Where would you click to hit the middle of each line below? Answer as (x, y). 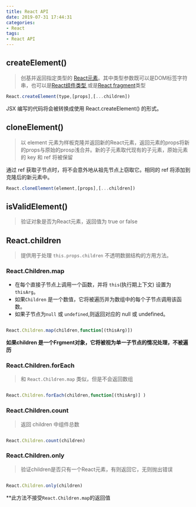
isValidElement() (37, 206)
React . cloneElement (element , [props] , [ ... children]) (71, 188)
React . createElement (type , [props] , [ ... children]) (68, 96)
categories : (21, 22)
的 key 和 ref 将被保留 (47, 157)
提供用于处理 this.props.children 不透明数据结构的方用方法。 (96, 255)
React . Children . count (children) (46, 440)
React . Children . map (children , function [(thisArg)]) (69, 331)
